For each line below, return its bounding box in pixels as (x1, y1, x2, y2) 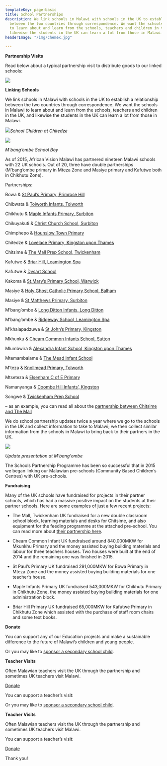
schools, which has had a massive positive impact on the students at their (5, 497, 157, 503)
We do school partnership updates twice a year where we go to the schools (5, 418, 160, 424)
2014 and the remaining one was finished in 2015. (12, 553, 114, 559)
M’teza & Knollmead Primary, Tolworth (5, 365, 83, 371)
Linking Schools (5, 86, 39, 92)
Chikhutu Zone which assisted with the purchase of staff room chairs (12, 609, 154, 615)
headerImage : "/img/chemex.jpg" (5, 35, 72, 40)
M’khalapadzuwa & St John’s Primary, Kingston (5, 326, 102, 332)
